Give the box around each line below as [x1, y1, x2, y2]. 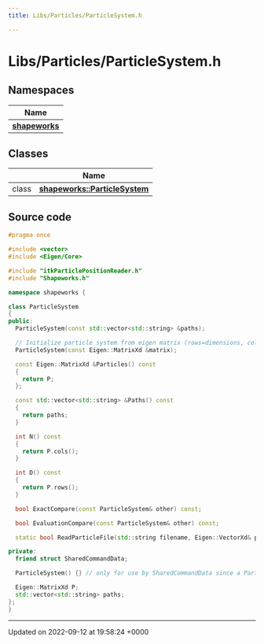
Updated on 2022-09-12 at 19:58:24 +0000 [8, 627, 149, 636]
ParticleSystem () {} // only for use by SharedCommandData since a [15, 569, 241, 577]
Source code [8, 210, 72, 224]
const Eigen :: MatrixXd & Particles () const [15, 360, 156, 368]
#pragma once [8, 231, 51, 239]
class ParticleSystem [8, 302, 79, 311]
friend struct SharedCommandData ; [15, 555, 128, 563]
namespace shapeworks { [8, 288, 86, 296]
